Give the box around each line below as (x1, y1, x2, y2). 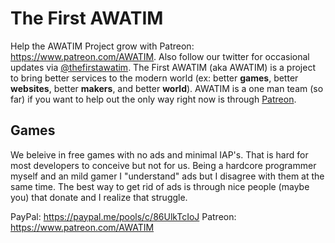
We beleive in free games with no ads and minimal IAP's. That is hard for (10, 148, 309, 161)
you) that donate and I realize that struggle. (10, 191, 188, 203)
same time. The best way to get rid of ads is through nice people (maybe (10, 180, 310, 192)
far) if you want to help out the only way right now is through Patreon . (10, 93, 297, 105)
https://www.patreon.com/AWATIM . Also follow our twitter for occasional (10, 50, 310, 62)
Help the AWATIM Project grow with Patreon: (10, 40, 195, 52)
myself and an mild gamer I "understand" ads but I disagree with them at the (10, 170, 325, 182)
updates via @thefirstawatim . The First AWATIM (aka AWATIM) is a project (10, 61, 316, 73)
